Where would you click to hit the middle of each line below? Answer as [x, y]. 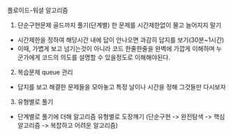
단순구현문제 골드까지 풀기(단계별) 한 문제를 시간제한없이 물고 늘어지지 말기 [119, 25]
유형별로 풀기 [35, 102]
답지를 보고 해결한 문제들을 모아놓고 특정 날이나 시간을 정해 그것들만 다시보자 [122, 87]
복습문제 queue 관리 [45, 72]
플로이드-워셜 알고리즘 [38, 10]
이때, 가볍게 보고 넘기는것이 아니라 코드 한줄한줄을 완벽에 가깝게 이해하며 [116, 48]
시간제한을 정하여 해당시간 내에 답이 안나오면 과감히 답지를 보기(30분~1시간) [121, 40]
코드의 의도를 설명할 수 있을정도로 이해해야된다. [106, 57]
